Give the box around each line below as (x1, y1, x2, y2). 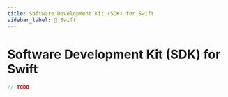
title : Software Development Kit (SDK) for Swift (7, 10, 155, 17)
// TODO (7, 84, 30, 91)
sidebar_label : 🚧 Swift (7, 17, 77, 24)
